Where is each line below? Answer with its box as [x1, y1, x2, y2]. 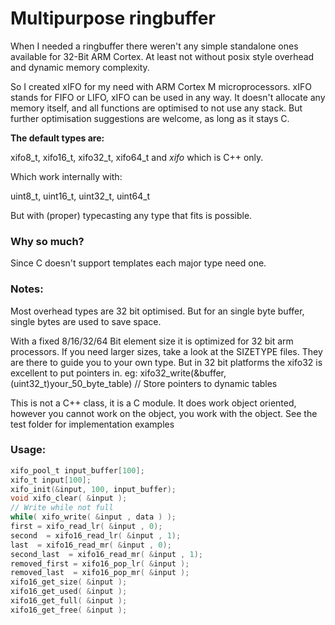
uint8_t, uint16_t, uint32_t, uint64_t [10, 190, 151, 202]
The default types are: [10, 132, 105, 144]
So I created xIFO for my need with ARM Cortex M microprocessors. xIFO [10, 80, 312, 92]
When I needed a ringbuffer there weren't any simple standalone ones [10, 40, 299, 52]
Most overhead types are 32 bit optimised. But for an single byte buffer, [10, 305, 305, 317]
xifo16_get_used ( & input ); [10, 587, 128, 597]
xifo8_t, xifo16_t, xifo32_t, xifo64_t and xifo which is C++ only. [10, 151, 264, 163]
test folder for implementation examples [10, 418, 175, 430]
